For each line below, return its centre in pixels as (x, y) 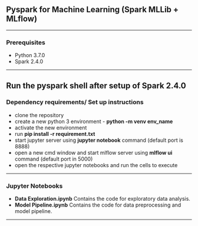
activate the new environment (51, 127)
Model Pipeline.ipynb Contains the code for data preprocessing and (98, 205)
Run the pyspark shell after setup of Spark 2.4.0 (96, 86)
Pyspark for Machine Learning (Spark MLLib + (92, 10)
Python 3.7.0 (30, 55)
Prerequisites (26, 42)
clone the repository (39, 115)
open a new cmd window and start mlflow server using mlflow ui (93, 152)
